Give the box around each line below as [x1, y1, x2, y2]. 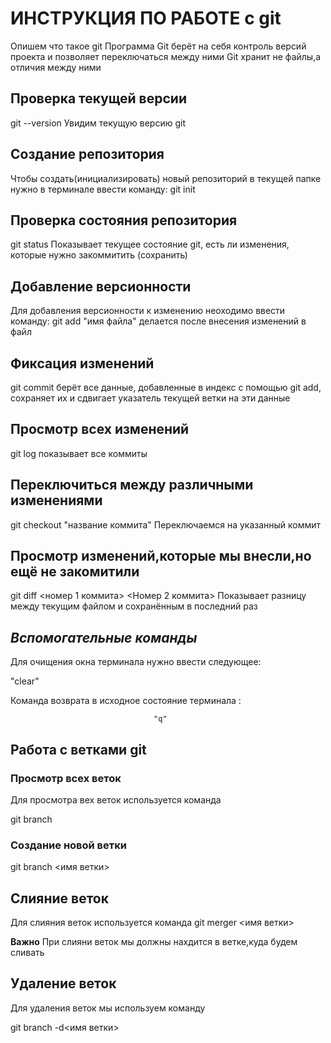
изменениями [10, 492, 103, 509]
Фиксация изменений [10, 355, 155, 372]
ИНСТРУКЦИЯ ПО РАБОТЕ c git [10, 7, 282, 30]
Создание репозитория [10, 146, 165, 163]
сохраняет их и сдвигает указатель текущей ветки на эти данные [10, 392, 291, 404]
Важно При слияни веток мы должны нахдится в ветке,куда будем [10, 936, 298, 948]
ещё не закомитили [10, 563, 140, 581]
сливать [10, 947, 45, 959]
